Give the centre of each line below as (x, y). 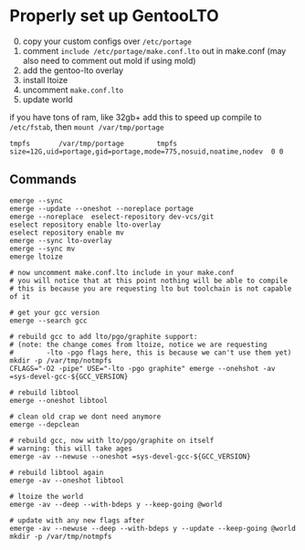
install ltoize (45, 79)
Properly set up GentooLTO (114, 16)
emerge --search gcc (49, 321)
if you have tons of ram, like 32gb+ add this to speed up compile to (136, 117)
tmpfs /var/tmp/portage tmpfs (94, 143)
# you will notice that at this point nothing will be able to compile (148, 280)
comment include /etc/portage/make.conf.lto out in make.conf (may (154, 50)
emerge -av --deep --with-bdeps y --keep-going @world (116, 504)
